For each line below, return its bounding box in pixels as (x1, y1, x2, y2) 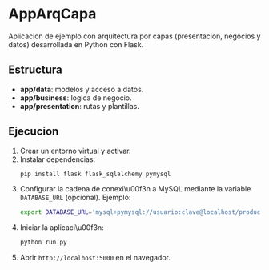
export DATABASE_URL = (19, 208, 92, 216)
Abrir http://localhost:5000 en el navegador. (19, 253, 171, 263)
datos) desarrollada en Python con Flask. (8, 39, 144, 49)
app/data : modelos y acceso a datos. (19, 84, 144, 94)
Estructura (8, 63, 62, 77)
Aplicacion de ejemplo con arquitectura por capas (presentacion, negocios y (8, 31, 261, 41)
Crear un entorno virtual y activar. (19, 146, 131, 155)
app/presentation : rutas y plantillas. (19, 101, 140, 111)
